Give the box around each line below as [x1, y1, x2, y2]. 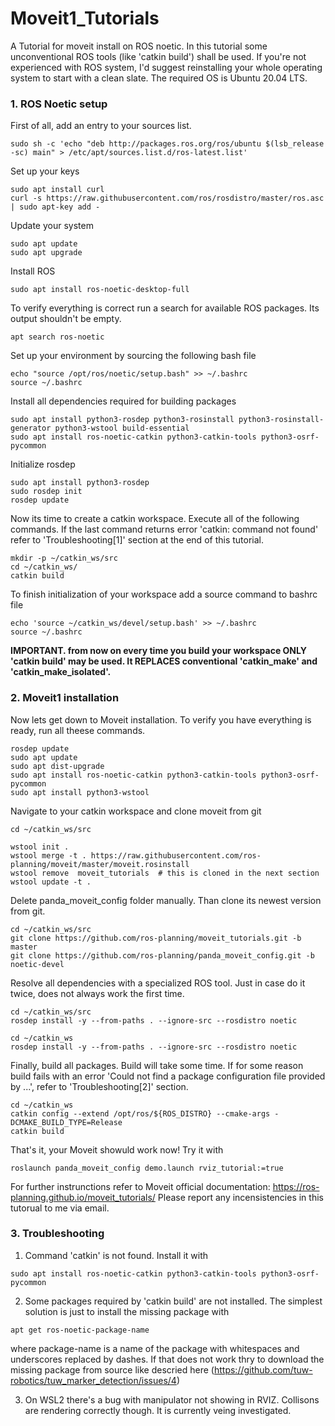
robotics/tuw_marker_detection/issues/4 [10, 1374, 177, 1386]
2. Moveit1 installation [10, 691, 120, 705]
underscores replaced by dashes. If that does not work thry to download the [10, 1353, 325, 1365]
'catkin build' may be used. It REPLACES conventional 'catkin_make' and [10, 655, 318, 667]
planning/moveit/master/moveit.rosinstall [10, 859, 190, 869]
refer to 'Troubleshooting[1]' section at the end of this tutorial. [10, 534, 264, 546]
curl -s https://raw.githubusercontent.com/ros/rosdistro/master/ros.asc [10, 193, 325, 204]
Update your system [10, 220, 94, 232]
